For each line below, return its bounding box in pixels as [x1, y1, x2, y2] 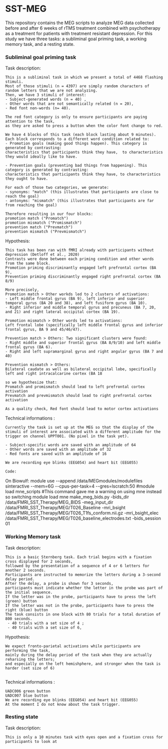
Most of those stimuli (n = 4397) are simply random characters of [5, 84, 150, 89]
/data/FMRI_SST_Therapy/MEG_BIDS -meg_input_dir [5, 499, 114, 505]
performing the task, [5, 648, 51, 653]
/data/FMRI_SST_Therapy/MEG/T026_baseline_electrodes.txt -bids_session [5, 515, 161, 521]
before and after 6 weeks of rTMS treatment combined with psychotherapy [5, 25, 161, 31]
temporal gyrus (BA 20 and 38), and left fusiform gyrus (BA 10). [5, 301, 147, 306]
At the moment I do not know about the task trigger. [5, 702, 121, 707]
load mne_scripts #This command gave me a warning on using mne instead [5, 489, 162, 495]
